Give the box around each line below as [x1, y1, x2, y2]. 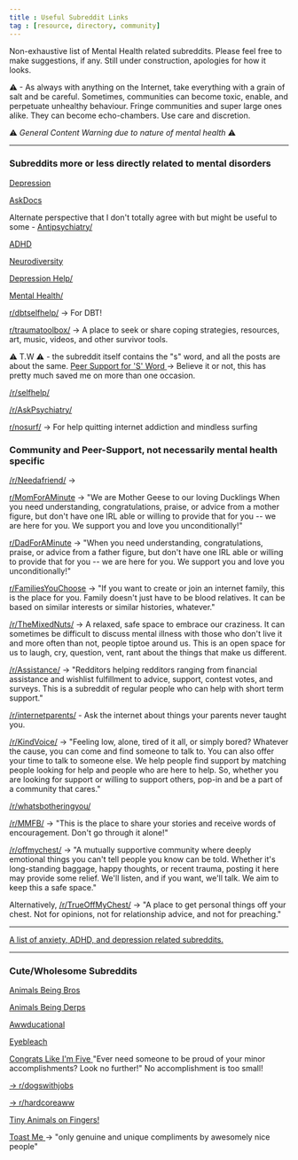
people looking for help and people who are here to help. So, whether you [9, 764, 279, 776]
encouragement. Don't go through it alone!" [9, 827, 169, 838]
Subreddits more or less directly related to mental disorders [9, 157, 271, 169]
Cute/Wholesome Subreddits [9, 965, 137, 977]
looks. [9, 64, 32, 75]
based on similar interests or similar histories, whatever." [9, 602, 216, 613]
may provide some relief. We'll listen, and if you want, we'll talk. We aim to [9, 873, 279, 883]
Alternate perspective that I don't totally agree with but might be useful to [9, 212, 278, 223]
